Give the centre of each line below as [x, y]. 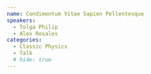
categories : [24, 40]
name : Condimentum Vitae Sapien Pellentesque [75, 14]
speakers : [21, 20]
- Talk [23, 54]
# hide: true [32, 60]
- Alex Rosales [36, 33]
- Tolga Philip [36, 27]
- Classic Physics [41, 47]
